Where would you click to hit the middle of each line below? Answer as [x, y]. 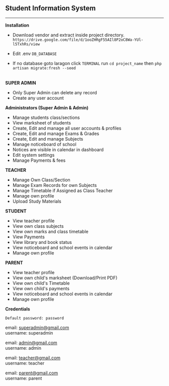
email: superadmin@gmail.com [37, 328]
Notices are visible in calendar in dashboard [58, 149]
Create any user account [38, 98]
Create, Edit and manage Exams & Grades [56, 134]
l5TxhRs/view [26, 44]
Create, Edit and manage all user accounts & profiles [67, 128]
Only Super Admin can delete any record [55, 92]
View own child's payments [41, 288]
